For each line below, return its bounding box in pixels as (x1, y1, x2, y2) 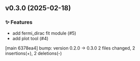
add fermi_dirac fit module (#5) (12, 30, 76, 36)
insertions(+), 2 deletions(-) (5, 50, 62, 56)
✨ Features (5, 19, 33, 26)
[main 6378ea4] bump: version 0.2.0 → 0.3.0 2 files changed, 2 (5, 45, 136, 51)
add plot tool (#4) (12, 35, 49, 41)
